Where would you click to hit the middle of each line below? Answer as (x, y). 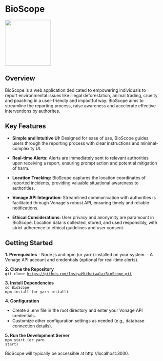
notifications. (25, 208)
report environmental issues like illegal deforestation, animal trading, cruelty (81, 95)
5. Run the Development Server (37, 336)
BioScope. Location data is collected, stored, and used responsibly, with (85, 222)
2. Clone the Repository (30, 269)
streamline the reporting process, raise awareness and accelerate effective (81, 105)
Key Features (26, 126)
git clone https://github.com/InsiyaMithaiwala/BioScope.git (69, 274)
